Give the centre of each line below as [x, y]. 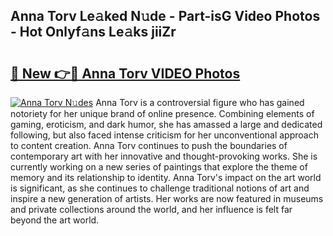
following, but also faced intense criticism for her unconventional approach [164, 135]
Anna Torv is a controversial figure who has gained [200, 102]
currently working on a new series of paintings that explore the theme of [159, 167]
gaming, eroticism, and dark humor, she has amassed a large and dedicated [166, 124]
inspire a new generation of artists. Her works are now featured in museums [167, 198]
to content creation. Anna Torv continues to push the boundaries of [149, 145]
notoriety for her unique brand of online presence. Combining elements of [162, 113]
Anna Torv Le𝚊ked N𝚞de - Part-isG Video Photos [165, 16]
